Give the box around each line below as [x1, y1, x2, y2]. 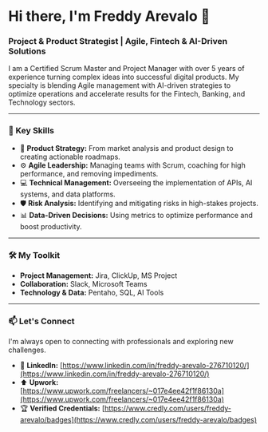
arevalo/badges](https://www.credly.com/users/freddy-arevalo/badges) [19, 415, 258, 425]
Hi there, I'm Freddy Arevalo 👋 [8, 7, 211, 26]
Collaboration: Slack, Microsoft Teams [19, 279, 148, 289]
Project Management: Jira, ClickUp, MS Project [19, 271, 178, 280]
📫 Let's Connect [8, 315, 75, 327]
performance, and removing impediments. [19, 168, 159, 178]
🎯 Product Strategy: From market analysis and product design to [19, 143, 234, 153]
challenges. [8, 345, 46, 355]
